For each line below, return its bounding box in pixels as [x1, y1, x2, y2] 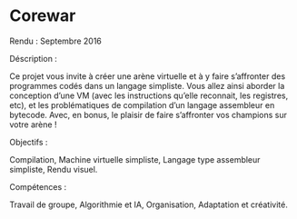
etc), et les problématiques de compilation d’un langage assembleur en [9, 99, 275, 110]
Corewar [9, 5, 76, 26]
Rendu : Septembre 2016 [9, 35, 103, 46]
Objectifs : [9, 136, 48, 147]
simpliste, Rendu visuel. [9, 164, 98, 174]
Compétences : [9, 181, 67, 192]
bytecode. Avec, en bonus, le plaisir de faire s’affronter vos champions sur [9, 109, 288, 120]
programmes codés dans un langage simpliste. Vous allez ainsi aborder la [9, 80, 285, 91]
